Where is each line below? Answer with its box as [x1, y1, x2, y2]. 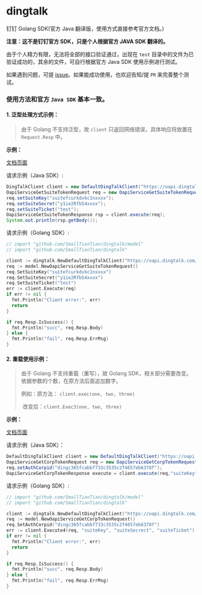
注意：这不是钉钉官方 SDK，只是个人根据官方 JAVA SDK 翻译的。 [6, 37, 169, 45]
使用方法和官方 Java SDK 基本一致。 [6, 95, 109, 103]
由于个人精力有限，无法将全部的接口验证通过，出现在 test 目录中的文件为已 [6, 50, 194, 58]
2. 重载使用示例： [6, 355, 50, 363]
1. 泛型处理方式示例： [6, 111, 59, 118]
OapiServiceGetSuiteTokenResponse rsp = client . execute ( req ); [6, 212, 165, 218]
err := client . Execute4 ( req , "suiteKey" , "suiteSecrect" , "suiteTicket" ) [6, 527, 195, 533]
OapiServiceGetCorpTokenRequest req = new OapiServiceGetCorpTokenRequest [6, 459, 198, 465]
